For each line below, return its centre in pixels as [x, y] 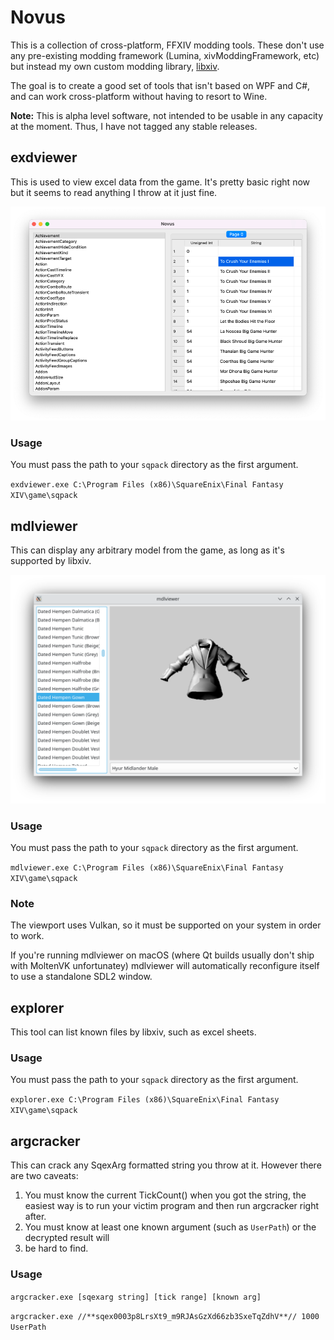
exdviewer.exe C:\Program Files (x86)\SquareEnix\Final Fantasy [147, 485]
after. [35, 1217]
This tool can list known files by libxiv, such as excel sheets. [133, 1032]
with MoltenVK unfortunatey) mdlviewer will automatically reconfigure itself [165, 966]
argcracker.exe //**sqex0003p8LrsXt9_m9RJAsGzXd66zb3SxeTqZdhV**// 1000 [165, 1316]
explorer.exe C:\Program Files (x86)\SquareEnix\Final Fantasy [145, 1100]
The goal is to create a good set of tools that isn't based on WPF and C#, [160, 85]
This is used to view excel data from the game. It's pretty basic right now [160, 182]
